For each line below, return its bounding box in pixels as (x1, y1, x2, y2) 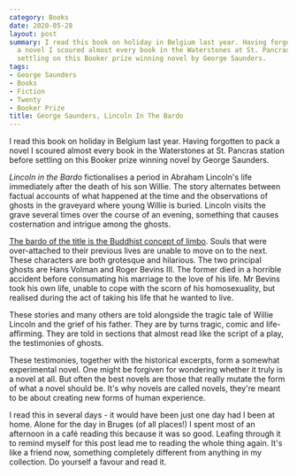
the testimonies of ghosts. (9, 338, 104, 349)
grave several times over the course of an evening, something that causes (9, 210, 279, 220)
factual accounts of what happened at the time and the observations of (9, 191, 268, 202)
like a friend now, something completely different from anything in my (9, 448, 263, 458)
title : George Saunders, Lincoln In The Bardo (9, 111, 184, 120)
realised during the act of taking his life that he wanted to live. (9, 293, 234, 303)
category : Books (9, 12, 69, 22)
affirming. (9, 328, 45, 339)
